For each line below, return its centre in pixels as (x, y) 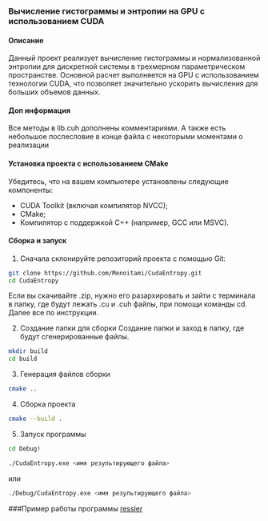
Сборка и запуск (38, 241)
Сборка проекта (48, 404)
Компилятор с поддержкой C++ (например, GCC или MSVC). (124, 222)
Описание (26, 40)
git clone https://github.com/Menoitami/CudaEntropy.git (105, 273)
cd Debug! (25, 449)
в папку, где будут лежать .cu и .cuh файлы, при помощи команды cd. (128, 304)
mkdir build (28, 351)
